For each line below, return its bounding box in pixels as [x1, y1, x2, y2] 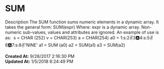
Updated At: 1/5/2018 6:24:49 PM [5, 58, 73, 64]
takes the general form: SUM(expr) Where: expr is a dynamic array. [5, 24, 141, 30]
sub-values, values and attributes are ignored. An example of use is [23, 29, 159, 35]
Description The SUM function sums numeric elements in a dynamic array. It [5, 19, 159, 25]
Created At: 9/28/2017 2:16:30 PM [5, 53, 75, 59]
